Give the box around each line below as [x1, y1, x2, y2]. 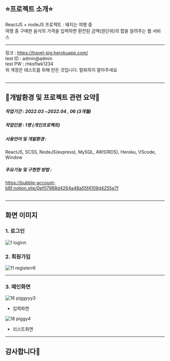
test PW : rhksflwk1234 [5, 60, 54, 67]
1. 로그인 [5, 228, 25, 235]
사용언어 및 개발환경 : [5, 136, 47, 142]
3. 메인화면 [5, 283, 31, 290]
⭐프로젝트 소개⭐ [5, 5, 53, 14]
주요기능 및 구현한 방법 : [5, 166, 52, 172]
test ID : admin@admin [5, 55, 53, 61]
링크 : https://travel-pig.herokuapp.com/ [5, 50, 89, 56]
